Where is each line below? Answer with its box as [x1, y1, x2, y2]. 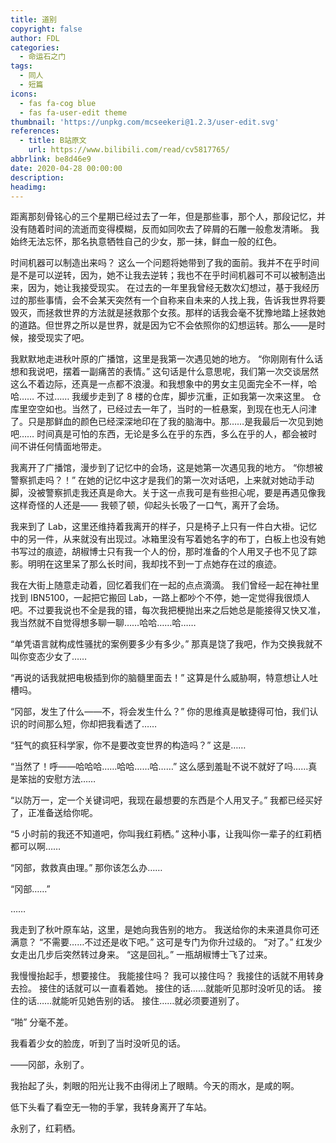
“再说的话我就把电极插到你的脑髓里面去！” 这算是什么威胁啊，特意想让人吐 [10, 672, 319, 684]
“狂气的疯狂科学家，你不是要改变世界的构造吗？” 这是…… [10, 739, 247, 751]
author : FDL [10, 33, 60, 43]
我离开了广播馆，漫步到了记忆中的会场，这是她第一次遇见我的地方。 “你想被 [10, 462, 324, 474]
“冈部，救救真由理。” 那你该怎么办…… [10, 862, 163, 874]
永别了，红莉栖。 [10, 1122, 81, 1135]
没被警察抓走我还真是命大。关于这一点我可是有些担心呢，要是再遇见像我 [27, 487, 326, 499]
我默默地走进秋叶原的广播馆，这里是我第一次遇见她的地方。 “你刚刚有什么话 [10, 353, 324, 365]
